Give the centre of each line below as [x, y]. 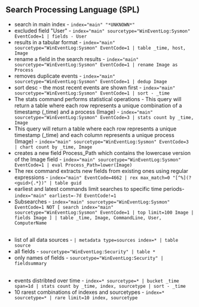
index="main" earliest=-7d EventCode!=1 [65, 196]
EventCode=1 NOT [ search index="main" [64, 207]
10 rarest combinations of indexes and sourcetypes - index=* [89, 292]
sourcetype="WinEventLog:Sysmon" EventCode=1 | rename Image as [96, 65]
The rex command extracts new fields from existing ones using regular [101, 171]
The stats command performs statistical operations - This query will [98, 99]
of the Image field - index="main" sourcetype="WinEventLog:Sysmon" [97, 159]
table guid [68, 183]
